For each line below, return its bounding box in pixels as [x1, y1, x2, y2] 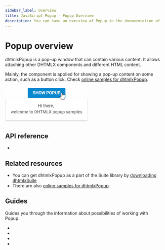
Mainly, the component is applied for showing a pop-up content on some [5, 71, 154, 77]
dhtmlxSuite [12, 178, 37, 183]
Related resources [5, 159, 63, 168]
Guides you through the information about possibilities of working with [5, 210, 148, 216]
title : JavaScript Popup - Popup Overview [5, 13, 94, 18]
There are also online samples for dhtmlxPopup [12, 182, 109, 188]
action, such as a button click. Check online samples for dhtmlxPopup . [5, 76, 149, 82]
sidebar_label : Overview [5, 8, 56, 13]
